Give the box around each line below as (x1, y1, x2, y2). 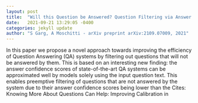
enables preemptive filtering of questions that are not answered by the (6, 78, 178, 85)
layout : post (6, 8, 38, 15)
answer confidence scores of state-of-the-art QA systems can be (6, 65, 166, 72)
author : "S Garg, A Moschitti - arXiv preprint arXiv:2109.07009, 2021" (6, 31, 189, 36)
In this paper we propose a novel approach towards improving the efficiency (6, 46, 192, 54)
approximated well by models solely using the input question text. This (6, 72, 177, 79)
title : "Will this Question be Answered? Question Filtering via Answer (6, 14, 192, 20)
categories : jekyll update (6, 25, 73, 31)
